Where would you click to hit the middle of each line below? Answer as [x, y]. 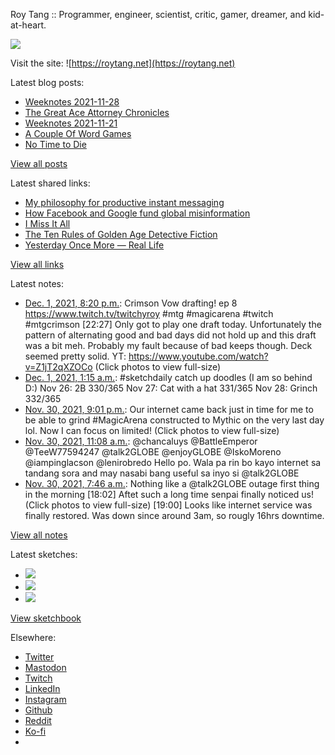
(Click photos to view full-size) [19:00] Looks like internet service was [168, 505]
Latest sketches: [44, 554]
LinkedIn [42, 688]
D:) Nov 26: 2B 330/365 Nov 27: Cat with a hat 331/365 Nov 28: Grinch [171, 388]
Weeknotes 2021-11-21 [71, 123]
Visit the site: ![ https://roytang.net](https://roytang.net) [123, 63]
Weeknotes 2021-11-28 [72, 102]
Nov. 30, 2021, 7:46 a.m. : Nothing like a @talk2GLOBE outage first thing [172, 483]
